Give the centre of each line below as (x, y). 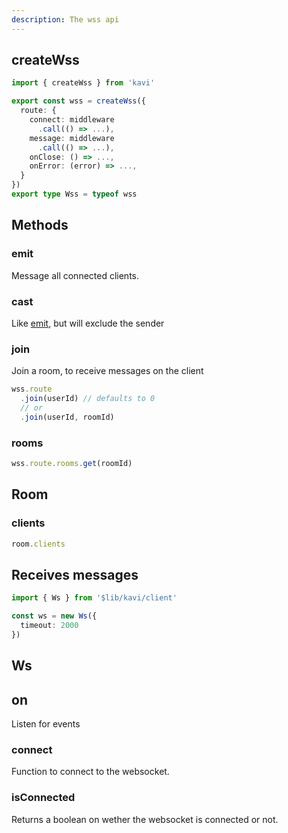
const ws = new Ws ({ (54, 616)
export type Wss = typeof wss (74, 194)
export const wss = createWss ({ (78, 101)
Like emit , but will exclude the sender (88, 323)
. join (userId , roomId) (67, 417)
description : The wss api (65, 19)
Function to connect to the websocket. (90, 772)
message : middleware (72, 138)
